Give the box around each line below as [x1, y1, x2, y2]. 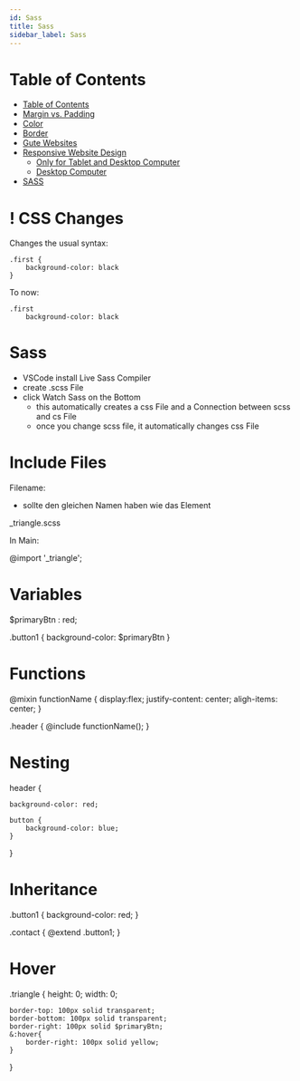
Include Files [9, 452, 107, 473]
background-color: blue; [25, 824, 119, 833]
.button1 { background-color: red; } [9, 909, 139, 920]
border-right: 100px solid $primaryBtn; [9, 1021, 164, 1031]
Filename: [9, 482, 46, 494]
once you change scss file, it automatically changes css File [35, 420, 259, 431]
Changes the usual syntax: [9, 237, 108, 249]
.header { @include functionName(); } [9, 721, 150, 731]
